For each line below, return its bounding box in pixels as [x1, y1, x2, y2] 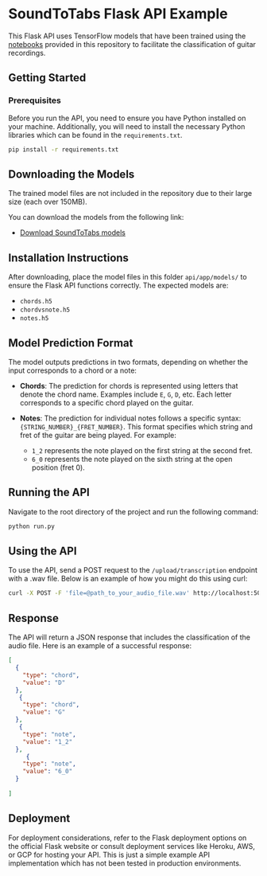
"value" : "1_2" [22, 737, 73, 745]
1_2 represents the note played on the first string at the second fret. [31, 445, 253, 455]
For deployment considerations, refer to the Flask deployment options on [8, 833, 247, 843]
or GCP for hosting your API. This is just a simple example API [8, 850, 211, 859]
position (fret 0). [31, 463, 85, 472]
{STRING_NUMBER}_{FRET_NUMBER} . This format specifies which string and [19, 421, 253, 431]
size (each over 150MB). [8, 197, 87, 207]
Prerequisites [8, 95, 61, 106]
